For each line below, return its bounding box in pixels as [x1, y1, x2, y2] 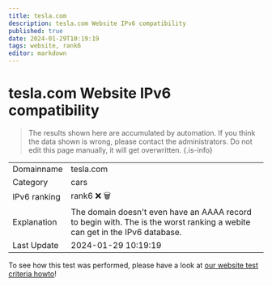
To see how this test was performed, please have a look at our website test [8, 260, 259, 270]
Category [12, 176, 49, 187]
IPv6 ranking [12, 191, 61, 203]
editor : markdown [8, 49, 67, 57]
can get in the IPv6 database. [70, 226, 182, 238]
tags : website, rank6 [8, 42, 82, 50]
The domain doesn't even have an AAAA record [70, 206, 253, 217]
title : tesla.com [8, 11, 67, 20]
